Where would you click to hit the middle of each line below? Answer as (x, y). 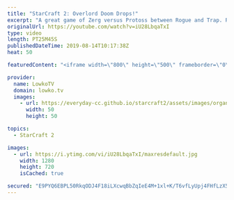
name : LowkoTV (34, 84)
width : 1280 (37, 160)
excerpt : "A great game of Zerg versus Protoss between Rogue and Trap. (115, 20)
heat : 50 (20, 53)
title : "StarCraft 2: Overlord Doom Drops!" (73, 14)
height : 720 (37, 167)
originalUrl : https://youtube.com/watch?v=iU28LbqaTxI (88, 26)
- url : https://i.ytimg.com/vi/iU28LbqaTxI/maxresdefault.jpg (106, 154)
